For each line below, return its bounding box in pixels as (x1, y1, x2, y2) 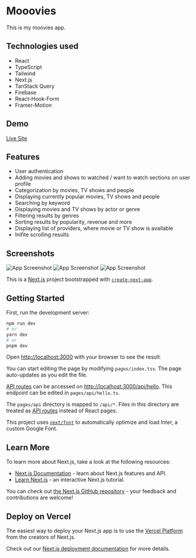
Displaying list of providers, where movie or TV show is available (14, 225, 173, 232)
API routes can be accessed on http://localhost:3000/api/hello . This (6, 383, 173, 390)
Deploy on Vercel (6, 511, 71, 522)
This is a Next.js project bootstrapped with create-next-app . (6, 276, 154, 283)
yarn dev (6, 331, 28, 338)
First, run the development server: (6, 309, 90, 316)
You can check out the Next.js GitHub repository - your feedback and (6, 488, 177, 495)
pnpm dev (6, 343, 28, 349)
